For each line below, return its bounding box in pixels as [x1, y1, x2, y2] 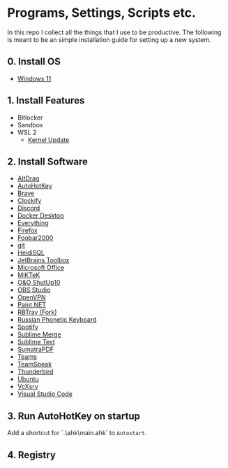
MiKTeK [17, 271, 40, 279]
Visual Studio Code [17, 390, 73, 398]
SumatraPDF [17, 345, 54, 354]
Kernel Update [27, 135, 70, 144]
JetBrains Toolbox [17, 256, 70, 264]
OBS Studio [17, 285, 51, 295]
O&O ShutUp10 [17, 278, 61, 287]
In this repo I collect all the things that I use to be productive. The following [7, 28, 222, 36]
